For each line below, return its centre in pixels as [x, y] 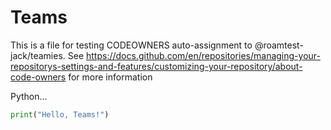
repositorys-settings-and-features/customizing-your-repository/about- [156, 66]
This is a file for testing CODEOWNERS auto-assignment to [131, 45]
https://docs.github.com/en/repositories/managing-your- [203, 55]
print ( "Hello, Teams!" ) [60, 114]
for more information [110, 77]
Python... [29, 96]
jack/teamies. [38, 55]
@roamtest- [279, 45]
